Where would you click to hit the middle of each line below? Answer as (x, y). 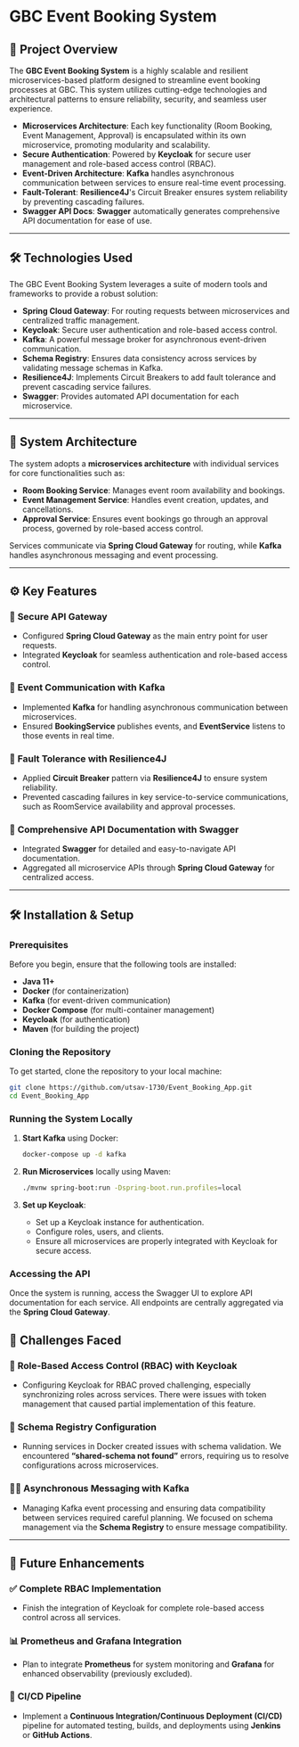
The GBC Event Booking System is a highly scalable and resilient (129, 70)
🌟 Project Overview (64, 49)
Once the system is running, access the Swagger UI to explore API (131, 1293)
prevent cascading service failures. (86, 386)
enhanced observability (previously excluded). (107, 1673)
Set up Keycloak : (54, 1205)
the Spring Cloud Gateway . (60, 1312)
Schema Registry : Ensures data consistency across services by (139, 358)
